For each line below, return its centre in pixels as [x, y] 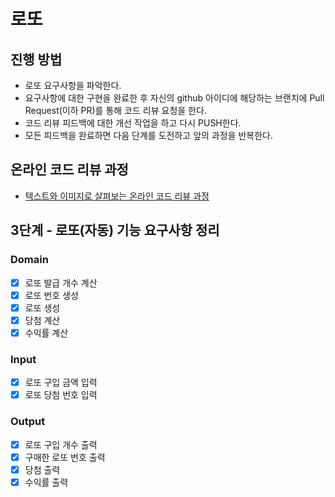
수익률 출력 [46, 482]
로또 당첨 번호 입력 [61, 395]
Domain [29, 260]
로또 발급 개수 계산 [61, 282]
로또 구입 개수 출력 [61, 444]
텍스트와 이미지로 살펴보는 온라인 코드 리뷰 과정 [117, 196]
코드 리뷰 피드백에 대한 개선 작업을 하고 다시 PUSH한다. [133, 123]
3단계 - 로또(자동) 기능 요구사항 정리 [115, 230]
